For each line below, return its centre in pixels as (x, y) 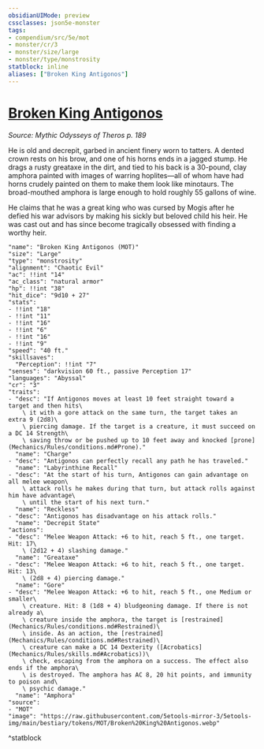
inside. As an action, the (73, 633)
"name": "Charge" (44, 454)
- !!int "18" (30, 309)
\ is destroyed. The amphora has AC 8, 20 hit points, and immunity (137, 675)
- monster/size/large (44, 52)
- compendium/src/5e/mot (49, 37)
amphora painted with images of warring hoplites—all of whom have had (126, 175)
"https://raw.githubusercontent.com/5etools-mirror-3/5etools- (146, 716)
